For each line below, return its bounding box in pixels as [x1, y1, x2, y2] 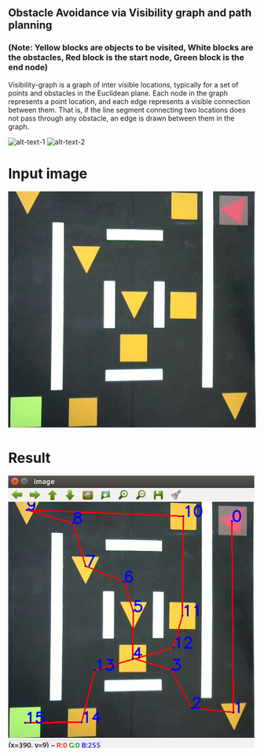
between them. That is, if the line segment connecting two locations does [8, 105, 246, 114]
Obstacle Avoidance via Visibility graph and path [8, 6, 252, 20]
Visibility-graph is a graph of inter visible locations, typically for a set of [8, 80, 239, 89]
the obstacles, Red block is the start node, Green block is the [8, 52, 245, 63]
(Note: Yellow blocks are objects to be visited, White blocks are [8, 43, 254, 54]
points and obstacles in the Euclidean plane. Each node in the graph [8, 88, 228, 98]
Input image [8, 165, 88, 182]
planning [8, 19, 53, 32]
